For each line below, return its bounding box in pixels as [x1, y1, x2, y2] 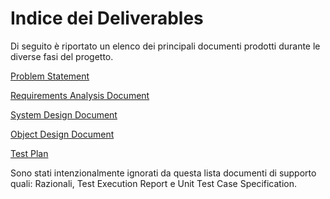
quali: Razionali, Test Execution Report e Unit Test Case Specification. [10, 177, 298, 189]
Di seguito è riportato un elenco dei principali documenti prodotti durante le [10, 40, 321, 52]
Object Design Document [10, 128, 115, 140]
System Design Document [10, 108, 118, 121]
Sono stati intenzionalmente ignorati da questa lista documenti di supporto [10, 167, 317, 179]
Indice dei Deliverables [10, 7, 204, 30]
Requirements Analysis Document [10, 89, 150, 101]
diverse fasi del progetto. [10, 50, 114, 62]
